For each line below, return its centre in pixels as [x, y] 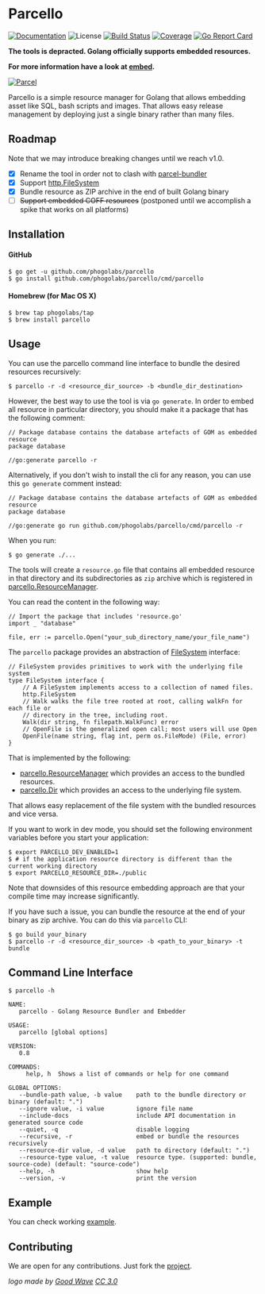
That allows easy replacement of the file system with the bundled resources [132, 805]
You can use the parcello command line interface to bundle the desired [124, 363]
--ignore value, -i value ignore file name [106, 1109]
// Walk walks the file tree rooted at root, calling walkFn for [133, 701]
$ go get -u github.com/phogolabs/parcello [81, 272]
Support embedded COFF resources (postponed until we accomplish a [135, 200]
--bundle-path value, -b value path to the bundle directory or [132, 1095]
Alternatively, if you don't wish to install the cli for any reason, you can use [130, 475]
